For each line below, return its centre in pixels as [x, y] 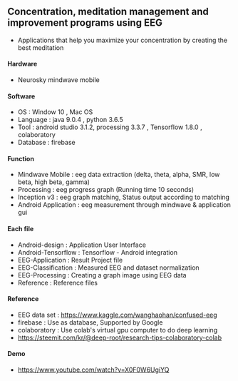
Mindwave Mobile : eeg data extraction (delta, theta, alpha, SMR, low [119, 175]
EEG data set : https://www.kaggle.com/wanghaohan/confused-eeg [117, 315]
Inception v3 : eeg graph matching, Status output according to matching [124, 197]
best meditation [41, 47]
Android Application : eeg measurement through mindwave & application [124, 205]
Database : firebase [47, 143]
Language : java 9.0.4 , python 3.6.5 [70, 120]
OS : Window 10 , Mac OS [55, 112]
